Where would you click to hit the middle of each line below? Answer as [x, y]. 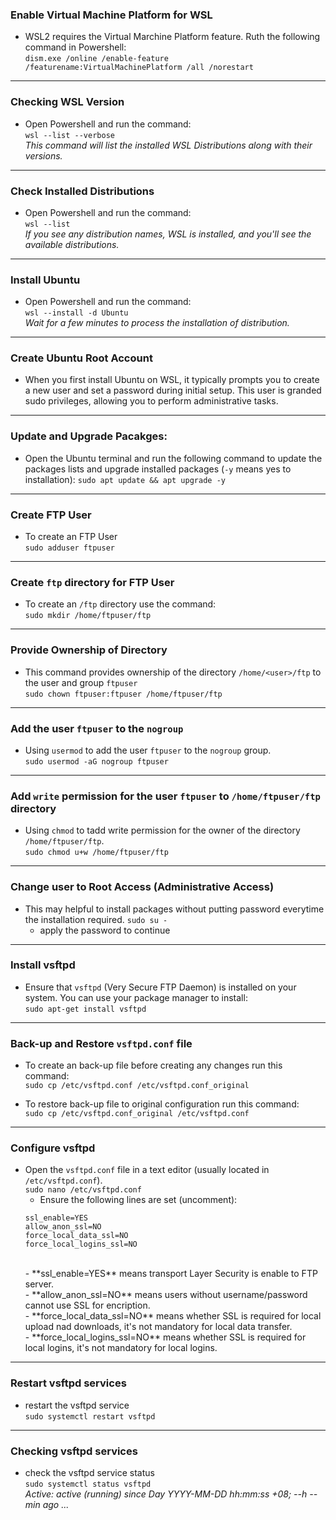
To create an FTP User [71, 537]
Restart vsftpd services [68, 1383]
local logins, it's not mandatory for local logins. [121, 1348]
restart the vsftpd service [77, 1405]
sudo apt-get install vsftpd [85, 1009]
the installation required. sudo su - [96, 919]
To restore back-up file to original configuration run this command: [162, 1104]
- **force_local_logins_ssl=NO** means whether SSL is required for [165, 1337]
